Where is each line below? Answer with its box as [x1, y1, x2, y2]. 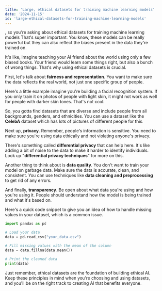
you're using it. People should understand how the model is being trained [5, 192, 151, 198]
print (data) [5, 261, 29, 266]
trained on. [5, 45, 27, 51]
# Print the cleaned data [5, 257, 57, 261]
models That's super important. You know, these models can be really [5, 34, 145, 40]
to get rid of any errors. [5, 178, 52, 183]
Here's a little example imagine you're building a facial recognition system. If [5, 88, 158, 95]
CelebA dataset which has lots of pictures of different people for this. [5, 118, 144, 124]
